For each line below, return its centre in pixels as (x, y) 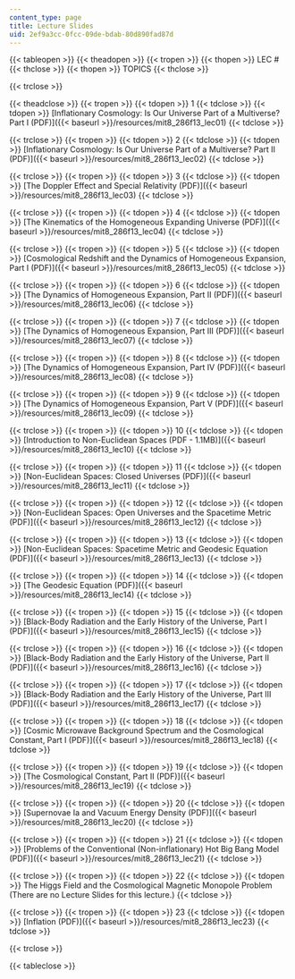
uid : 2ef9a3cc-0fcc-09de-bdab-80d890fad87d (92, 34)
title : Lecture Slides (51, 26)
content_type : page (46, 17)
